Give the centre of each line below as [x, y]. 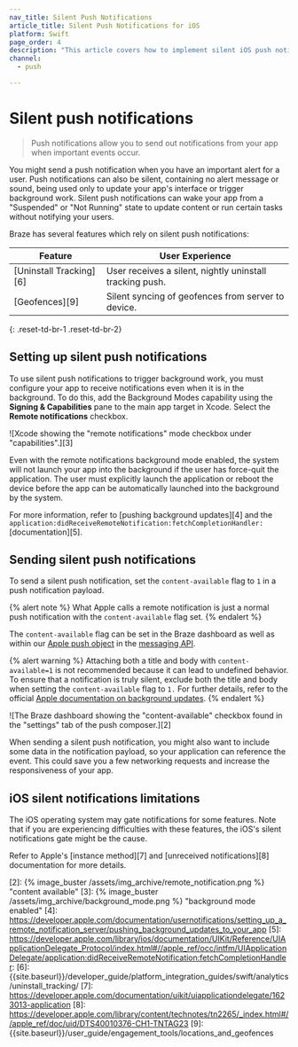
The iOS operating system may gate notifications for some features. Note [143, 820]
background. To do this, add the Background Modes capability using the [141, 397]
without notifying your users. [62, 216]
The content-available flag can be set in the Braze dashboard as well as [142, 634]
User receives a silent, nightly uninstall [186, 270]
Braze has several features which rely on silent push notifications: [129, 234]
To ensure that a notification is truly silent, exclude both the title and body [143, 680]
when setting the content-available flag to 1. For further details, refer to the [149, 689]
